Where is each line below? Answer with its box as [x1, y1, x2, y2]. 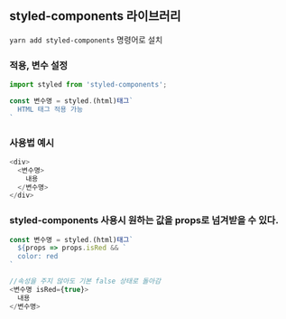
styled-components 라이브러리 [9, 8, 181, 24]
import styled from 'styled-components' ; [9, 80, 168, 89]
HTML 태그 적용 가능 [17, 105, 84, 114]
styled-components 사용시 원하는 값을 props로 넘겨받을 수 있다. [9, 214, 280, 227]
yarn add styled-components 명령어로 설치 [9, 34, 163, 45]
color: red [17, 252, 59, 261]
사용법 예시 [9, 136, 55, 149]
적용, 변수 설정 [9, 59, 69, 71]
